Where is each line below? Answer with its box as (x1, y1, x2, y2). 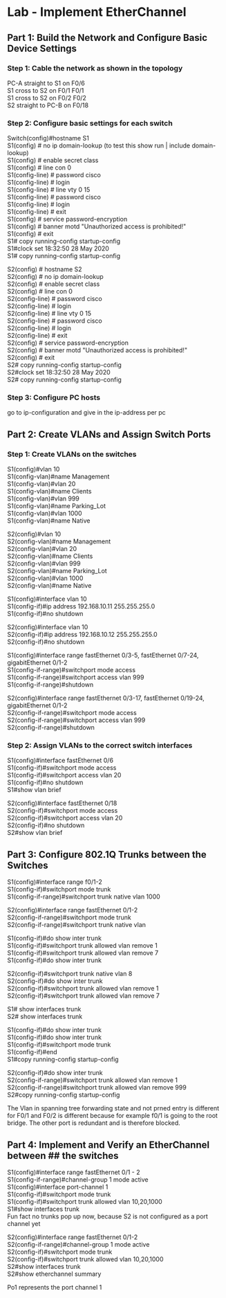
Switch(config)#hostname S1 (7, 134, 90, 143)
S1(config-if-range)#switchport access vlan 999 (7, 673, 144, 682)
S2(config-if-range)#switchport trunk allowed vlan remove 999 (7, 1083, 187, 1092)
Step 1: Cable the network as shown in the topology (7, 63, 183, 73)
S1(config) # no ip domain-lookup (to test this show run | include (7, 141, 191, 150)
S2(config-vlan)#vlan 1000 (7, 574, 84, 582)
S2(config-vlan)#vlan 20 (7, 545, 77, 553)
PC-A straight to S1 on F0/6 (7, 79, 85, 87)
